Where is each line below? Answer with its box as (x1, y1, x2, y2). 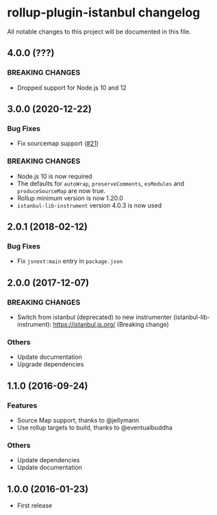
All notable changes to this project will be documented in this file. (7, 27, 192, 36)
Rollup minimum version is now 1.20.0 (16, 194, 123, 202)
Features (7, 401, 38, 410)
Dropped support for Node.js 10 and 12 (16, 84, 127, 92)
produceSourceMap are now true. (16, 186, 106, 194)
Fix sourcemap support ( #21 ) (16, 139, 99, 148)
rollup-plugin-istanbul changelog (7, 5, 201, 21)
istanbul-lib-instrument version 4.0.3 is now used (16, 201, 162, 210)
